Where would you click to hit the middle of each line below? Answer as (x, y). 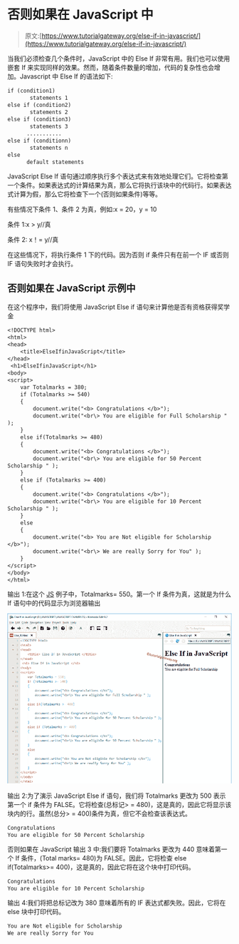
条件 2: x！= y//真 (33, 239)
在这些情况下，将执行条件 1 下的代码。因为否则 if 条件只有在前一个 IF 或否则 (118, 255)
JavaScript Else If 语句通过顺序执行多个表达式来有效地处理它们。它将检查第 (118, 176)
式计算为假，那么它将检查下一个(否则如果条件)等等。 (85, 194)
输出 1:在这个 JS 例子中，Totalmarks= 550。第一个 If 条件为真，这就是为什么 (119, 594)
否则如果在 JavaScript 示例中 (72, 289)
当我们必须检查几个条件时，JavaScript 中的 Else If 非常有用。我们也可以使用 (119, 59)
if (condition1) (31, 91)
